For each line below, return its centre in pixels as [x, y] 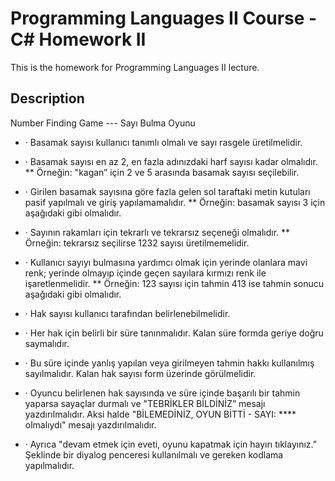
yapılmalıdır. [49, 465]
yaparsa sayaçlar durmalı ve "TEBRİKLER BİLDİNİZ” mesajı [145, 403]
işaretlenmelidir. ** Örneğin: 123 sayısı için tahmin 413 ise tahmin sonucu [174, 283]
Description [47, 98]
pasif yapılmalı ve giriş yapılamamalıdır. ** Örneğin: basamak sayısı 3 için [175, 202]
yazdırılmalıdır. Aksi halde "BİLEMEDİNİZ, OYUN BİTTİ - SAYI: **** [160, 414]
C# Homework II [78, 39]
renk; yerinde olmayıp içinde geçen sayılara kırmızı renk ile [145, 273]
